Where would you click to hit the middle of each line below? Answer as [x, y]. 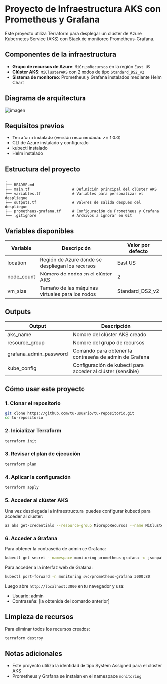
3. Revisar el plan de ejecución [43, 454]
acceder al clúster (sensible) [106, 371]
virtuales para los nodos [68, 294]
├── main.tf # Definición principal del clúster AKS [81, 190]
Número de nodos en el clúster [76, 274]
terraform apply [22, 487]
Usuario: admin [28, 596]
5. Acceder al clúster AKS [37, 500]
